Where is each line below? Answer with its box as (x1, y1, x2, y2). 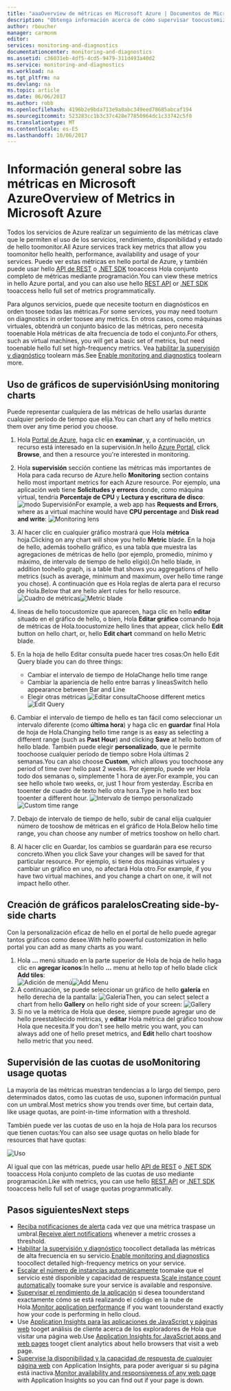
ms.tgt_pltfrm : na (7, 74, 60, 81)
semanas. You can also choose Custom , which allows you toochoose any (16, 757, 224, 765)
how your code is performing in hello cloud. (16, 1310, 141, 1319)
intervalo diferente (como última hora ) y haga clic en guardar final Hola (16, 721, 220, 729)
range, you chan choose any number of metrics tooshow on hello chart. (16, 830, 220, 837)
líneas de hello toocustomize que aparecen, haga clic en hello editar (16, 608, 211, 615)
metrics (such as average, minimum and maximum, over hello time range (16, 573, 223, 580)
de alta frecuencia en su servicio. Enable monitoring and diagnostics (16, 1252, 210, 1260)
